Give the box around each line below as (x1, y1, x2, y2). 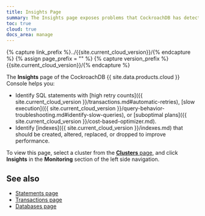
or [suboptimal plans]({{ (126, 111, 187, 119)
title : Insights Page (6, 9, 62, 15)
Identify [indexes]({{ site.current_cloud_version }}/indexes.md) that (15, 124, 183, 132)
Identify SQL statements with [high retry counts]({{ (15, 92, 143, 99)
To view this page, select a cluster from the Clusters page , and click (6, 149, 178, 157)
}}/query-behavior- (117, 105, 165, 112)
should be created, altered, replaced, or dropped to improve (15, 131, 166, 138)
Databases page (15, 203, 57, 210)
